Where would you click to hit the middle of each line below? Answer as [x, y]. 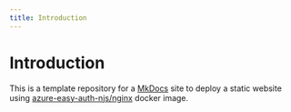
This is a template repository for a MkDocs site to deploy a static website [145, 88]
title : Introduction [49, 18]
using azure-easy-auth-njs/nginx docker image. [99, 97]
